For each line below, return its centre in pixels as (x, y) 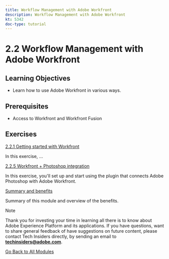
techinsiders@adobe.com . (34, 242)
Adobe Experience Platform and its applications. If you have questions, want (85, 226)
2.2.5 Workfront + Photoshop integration (48, 166)
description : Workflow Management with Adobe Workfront (65, 15)
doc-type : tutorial (26, 24)
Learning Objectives (38, 78)
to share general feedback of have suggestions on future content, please (81, 231)
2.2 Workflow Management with (74, 49)
